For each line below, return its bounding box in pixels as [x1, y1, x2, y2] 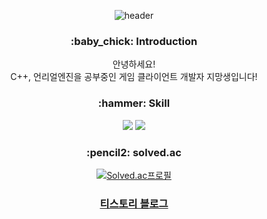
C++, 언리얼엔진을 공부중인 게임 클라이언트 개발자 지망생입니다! [10, 71, 258, 83]
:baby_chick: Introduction [70, 34, 198, 48]
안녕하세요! [112, 58, 156, 70]
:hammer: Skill [97, 96, 171, 110]
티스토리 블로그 [99, 196, 169, 210]
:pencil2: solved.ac [86, 145, 182, 159]
